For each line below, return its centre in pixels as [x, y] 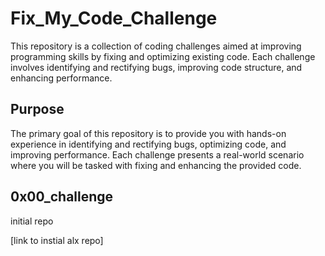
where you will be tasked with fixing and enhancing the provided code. [156, 165]
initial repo [32, 221]
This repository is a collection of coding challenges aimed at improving [156, 46]
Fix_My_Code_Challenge [114, 18]
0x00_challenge [62, 197]
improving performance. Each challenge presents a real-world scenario [157, 154]
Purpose [37, 109]
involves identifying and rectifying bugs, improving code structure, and [156, 67]
